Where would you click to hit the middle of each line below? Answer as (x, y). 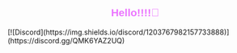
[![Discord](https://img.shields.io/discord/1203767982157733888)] (118, 32)
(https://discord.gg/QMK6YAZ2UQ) (66, 40)
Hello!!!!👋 (135, 13)
